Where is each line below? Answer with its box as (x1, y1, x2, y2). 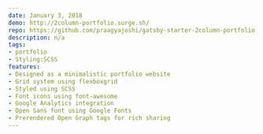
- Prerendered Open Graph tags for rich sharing (8, 114, 171, 122)
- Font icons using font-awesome (8, 92, 118, 100)
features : (8, 63, 41, 71)
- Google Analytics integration (8, 99, 114, 107)
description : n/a (8, 33, 65, 42)
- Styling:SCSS (8, 56, 58, 64)
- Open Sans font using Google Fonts (8, 107, 132, 115)
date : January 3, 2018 (8, 11, 83, 20)
